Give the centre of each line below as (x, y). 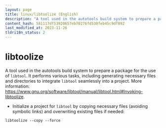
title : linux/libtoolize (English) (42, 14)
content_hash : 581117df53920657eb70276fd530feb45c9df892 (65, 23)
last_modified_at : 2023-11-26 (36, 28)
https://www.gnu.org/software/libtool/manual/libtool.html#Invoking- (74, 91)
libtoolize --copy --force (33, 120)
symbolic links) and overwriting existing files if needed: (68, 111)
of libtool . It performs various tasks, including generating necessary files (81, 76)
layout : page (19, 10)
